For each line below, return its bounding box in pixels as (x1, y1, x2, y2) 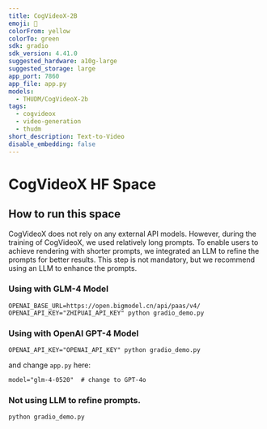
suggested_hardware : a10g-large (8, 58, 117, 66)
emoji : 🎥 (8, 19, 38, 28)
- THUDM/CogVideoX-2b (15, 95, 89, 103)
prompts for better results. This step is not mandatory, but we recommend (8, 255, 255, 264)
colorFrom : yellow (8, 27, 70, 35)
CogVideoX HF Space (8, 175, 156, 193)
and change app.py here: (8, 360, 91, 370)
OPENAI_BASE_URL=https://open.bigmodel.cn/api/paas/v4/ (8, 302, 201, 310)
